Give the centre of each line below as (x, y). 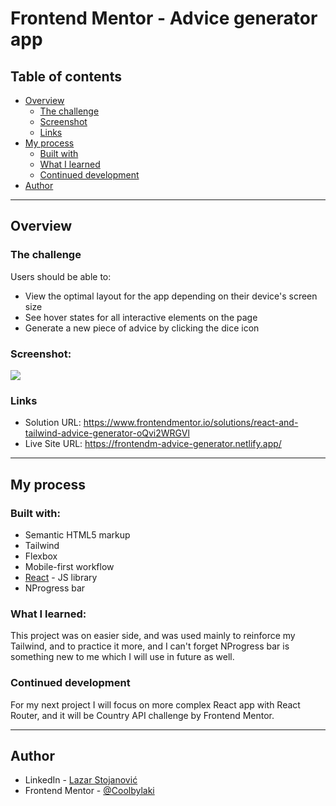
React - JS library (61, 577)
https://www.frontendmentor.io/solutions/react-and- (191, 423)
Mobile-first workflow (69, 566)
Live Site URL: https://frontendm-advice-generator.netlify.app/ (153, 444)
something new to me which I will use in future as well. (122, 657)
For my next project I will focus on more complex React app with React (155, 704)
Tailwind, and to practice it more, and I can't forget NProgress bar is (150, 646)
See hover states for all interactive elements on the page (141, 317)
